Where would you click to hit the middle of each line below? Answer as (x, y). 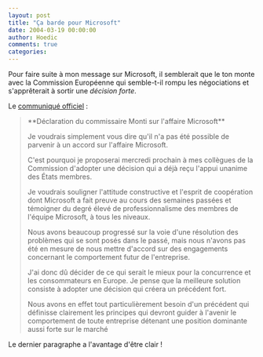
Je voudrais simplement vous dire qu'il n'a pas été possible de (128, 137)
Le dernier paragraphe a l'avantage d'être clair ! (86, 344)
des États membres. (60, 177)
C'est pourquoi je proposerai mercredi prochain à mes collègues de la (140, 160)
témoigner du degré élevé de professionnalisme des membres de (133, 208)
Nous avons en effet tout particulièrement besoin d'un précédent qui (138, 304)
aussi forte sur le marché (68, 329)
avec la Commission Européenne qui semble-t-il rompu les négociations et (129, 82)
